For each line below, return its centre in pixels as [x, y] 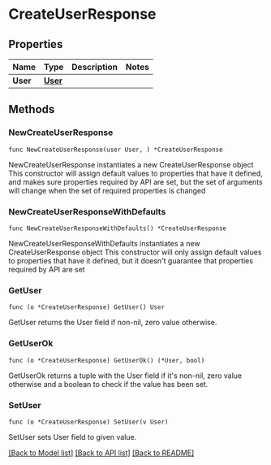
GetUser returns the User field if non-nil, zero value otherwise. [113, 323]
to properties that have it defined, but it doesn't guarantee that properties [131, 260]
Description [95, 67]
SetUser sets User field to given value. [73, 437]
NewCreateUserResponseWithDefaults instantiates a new [104, 243]
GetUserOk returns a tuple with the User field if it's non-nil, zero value [125, 376]
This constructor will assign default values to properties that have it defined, [136, 173]
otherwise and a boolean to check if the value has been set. [108, 384]
